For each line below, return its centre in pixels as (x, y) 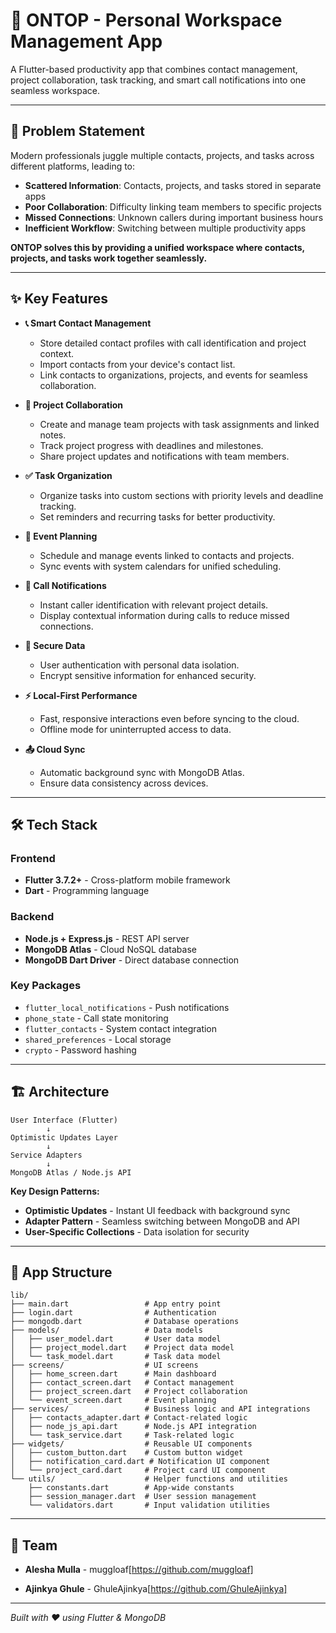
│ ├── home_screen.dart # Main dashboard (113, 1374)
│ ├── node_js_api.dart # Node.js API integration (133, 1427)
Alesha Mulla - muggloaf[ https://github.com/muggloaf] (139, 1570)
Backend (32, 917)
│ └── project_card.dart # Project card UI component (138, 1470)
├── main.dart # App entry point (116, 1304)
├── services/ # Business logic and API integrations (160, 1409)
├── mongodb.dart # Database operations (125, 1322)
